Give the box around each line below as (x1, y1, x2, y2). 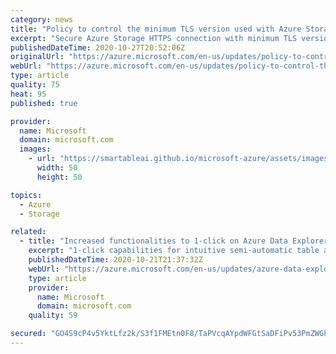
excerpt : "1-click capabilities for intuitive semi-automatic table (28, 246, 320, 256)
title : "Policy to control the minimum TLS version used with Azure (10, 24, 302, 34)
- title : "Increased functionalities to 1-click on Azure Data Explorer (19, 236, 329, 246)
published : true (10, 98, 78, 108)
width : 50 (36, 163, 78, 173)
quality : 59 (28, 311, 78, 321)
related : (10, 227, 47, 237)
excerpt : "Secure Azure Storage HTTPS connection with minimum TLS (10, 33, 298, 43)
